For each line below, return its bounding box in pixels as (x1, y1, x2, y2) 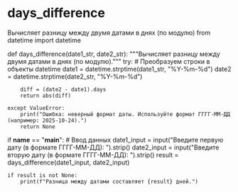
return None (20, 123, 55, 130)
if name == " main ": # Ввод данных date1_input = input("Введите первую (7, 135, 224, 144)
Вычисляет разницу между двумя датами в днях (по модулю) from (7, 28, 211, 37)
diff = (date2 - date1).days (20, 86, 107, 93)
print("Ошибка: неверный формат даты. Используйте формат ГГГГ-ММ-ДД (20, 111, 231, 118)
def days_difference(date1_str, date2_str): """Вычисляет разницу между (7, 50, 220, 58)
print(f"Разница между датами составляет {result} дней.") (20, 178, 199, 185)
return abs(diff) (20, 92, 72, 99)
